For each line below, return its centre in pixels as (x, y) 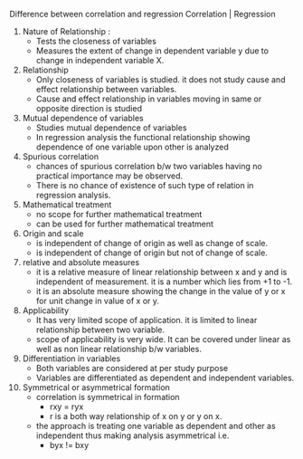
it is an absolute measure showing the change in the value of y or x (161, 291)
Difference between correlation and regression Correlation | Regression (142, 14)
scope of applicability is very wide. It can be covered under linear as (163, 339)
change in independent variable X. (100, 60)
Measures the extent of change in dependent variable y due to (152, 51)
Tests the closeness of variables (96, 41)
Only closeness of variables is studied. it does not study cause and (161, 80)
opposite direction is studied (89, 108)
